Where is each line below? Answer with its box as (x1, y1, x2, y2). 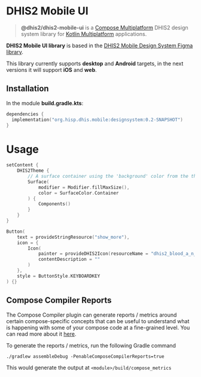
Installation (6, 84, 49, 94)
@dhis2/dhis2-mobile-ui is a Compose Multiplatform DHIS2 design (20, 24, 188, 31)
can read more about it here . (6, 330, 77, 338)
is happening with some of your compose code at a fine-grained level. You (6, 324, 190, 331)
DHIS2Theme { (17, 168, 50, 174)
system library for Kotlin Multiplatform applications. (20, 30, 147, 37)
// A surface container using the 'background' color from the (28, 174, 188, 180)
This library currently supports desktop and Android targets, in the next (6, 60, 184, 67)
